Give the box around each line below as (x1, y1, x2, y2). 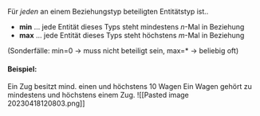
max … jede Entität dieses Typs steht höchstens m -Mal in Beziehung (18, 31, 245, 40)
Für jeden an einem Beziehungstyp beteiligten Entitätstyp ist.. (7, 7, 209, 16)
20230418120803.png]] (7, 99, 85, 108)
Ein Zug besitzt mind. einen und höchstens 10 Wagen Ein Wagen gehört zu (7, 82, 252, 91)
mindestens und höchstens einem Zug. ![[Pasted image (7, 91, 189, 100)
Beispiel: (7, 64, 37, 74)
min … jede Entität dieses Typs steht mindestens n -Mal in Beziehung (18, 22, 245, 31)
